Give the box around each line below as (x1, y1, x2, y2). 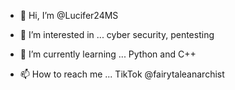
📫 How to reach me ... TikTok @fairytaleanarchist (19, 68, 225, 80)
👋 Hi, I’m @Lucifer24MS (19, 10, 119, 21)
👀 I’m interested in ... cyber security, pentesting (19, 29, 215, 40)
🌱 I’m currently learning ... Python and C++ (19, 48, 197, 60)
